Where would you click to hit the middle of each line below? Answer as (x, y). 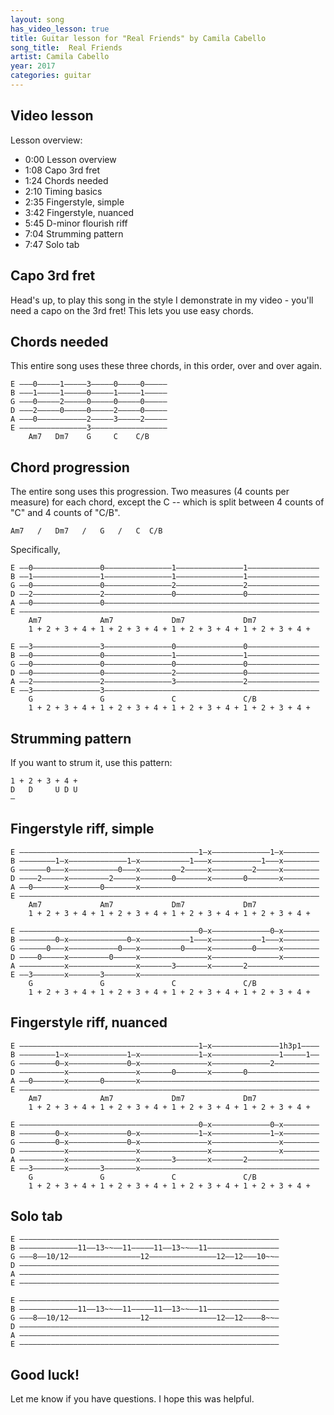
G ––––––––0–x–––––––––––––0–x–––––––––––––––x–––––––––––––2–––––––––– (165, 1063)
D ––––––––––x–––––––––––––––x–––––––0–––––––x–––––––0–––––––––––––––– (165, 1072)
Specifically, (35, 550)
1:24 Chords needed (66, 180)
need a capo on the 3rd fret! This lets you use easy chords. (132, 310)
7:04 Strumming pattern (74, 233)
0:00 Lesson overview (70, 159)
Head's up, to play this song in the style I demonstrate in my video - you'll (162, 300)
